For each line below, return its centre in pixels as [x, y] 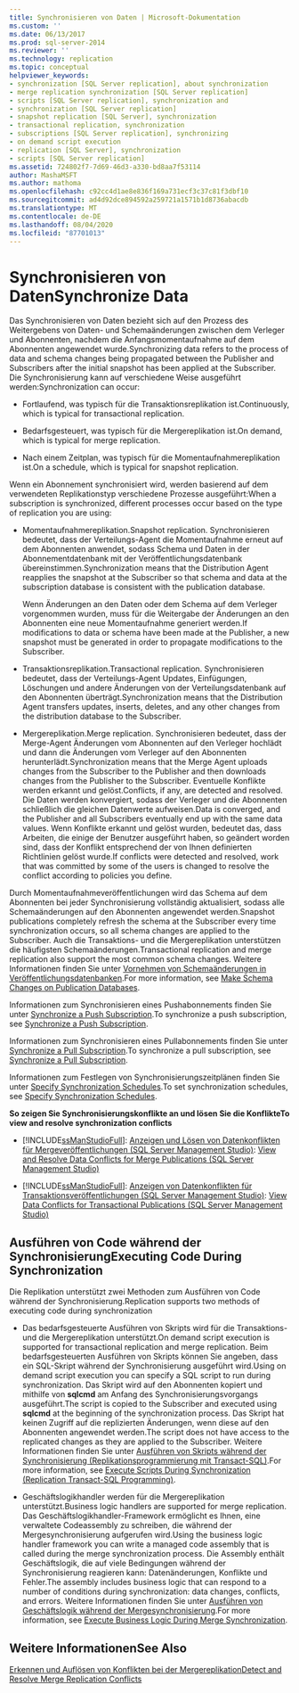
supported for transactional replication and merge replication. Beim [145, 1347]
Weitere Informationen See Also [98, 1648]
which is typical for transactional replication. [103, 414]
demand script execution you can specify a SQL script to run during [146, 1376]
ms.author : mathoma [45, 184]
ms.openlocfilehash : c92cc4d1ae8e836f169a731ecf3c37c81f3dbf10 [129, 192]
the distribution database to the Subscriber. [101, 716]
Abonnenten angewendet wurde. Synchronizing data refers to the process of [149, 349]
